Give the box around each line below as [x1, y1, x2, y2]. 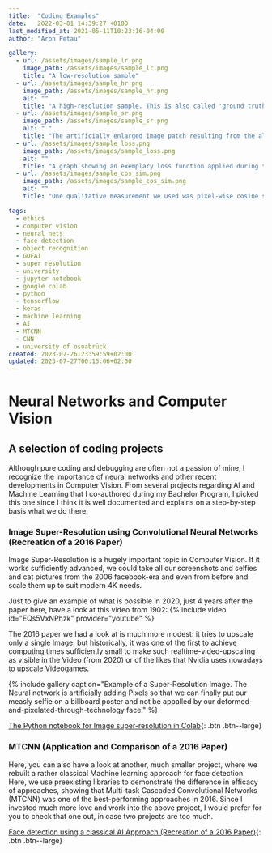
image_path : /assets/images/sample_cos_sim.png [23, 177, 186, 186]
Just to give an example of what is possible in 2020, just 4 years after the [8, 596, 253, 606]
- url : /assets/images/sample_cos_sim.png [15, 169, 161, 178]
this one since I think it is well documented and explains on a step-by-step [8, 497, 257, 507]
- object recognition [15, 245, 89, 253]
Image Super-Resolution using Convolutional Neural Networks [8, 527, 259, 538]
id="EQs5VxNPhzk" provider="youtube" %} [8, 613, 155, 624]
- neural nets [15, 229, 63, 237]
